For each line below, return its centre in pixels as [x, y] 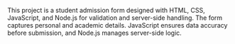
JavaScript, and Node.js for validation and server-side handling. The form [115, 18]
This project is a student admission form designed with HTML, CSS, [106, 10]
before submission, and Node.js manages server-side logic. [95, 33]
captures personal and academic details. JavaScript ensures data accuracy [117, 25]
